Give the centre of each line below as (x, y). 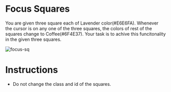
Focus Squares (38, 9)
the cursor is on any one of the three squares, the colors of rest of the (79, 28)
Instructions (32, 70)
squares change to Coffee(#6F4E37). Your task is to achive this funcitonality (86, 34)
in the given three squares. (33, 39)
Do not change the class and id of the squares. (62, 84)
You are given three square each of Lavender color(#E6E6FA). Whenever (82, 23)
